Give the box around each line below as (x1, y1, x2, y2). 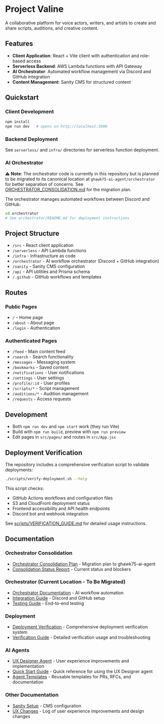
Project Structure (5, 229, 59, 237)
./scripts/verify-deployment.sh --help (5, 476, 88, 481)
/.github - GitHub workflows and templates (12, 274, 102, 280)
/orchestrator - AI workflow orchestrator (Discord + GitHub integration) (12, 258, 160, 264)
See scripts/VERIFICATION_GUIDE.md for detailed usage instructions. (5, 520, 147, 526)
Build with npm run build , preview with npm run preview (12, 429, 126, 435)
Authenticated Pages (5, 337, 57, 344)
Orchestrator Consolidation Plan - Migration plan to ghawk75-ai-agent (12, 561, 156, 567)
